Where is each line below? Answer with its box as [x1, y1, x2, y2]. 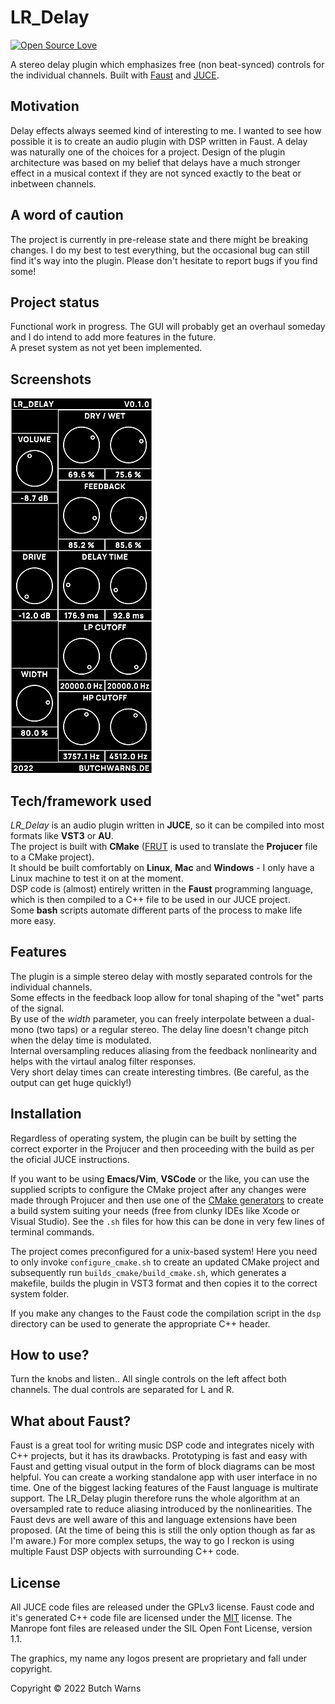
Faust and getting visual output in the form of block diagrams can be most [10, 1461, 315, 1473]
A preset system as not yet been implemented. [10, 342, 203, 354]
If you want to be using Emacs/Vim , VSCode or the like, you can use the [10, 1172, 310, 1185]
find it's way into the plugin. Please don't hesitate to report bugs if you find [10, 254, 318, 266]
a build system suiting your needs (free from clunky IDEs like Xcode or [10, 1204, 300, 1216]
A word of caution [10, 207, 124, 224]
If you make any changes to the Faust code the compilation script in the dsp [10, 1307, 322, 1319]
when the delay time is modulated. [10, 1034, 152, 1046]
